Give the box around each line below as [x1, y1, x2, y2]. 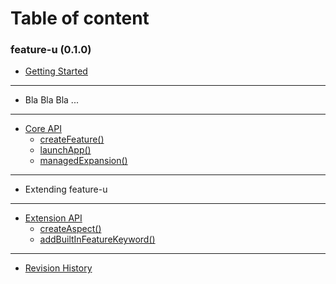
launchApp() [39, 144, 92, 156]
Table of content [10, 7, 150, 30]
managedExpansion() [39, 155, 128, 167]
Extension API [24, 212, 83, 224]
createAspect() [39, 223, 102, 235]
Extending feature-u [24, 183, 108, 196]
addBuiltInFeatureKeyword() [39, 233, 156, 246]
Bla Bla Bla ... [24, 94, 79, 106]
